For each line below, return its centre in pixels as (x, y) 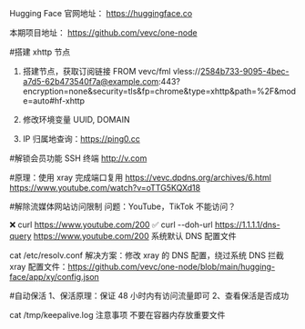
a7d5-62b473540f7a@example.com (91, 81)
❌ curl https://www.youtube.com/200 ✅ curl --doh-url (111, 224)
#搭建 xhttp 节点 (40, 52)
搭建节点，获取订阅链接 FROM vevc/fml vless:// (112, 71)
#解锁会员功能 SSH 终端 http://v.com (78, 158)
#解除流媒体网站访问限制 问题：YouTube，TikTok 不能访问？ (123, 206)
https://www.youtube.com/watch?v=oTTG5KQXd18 (105, 188)
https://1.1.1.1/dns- (247, 224)
